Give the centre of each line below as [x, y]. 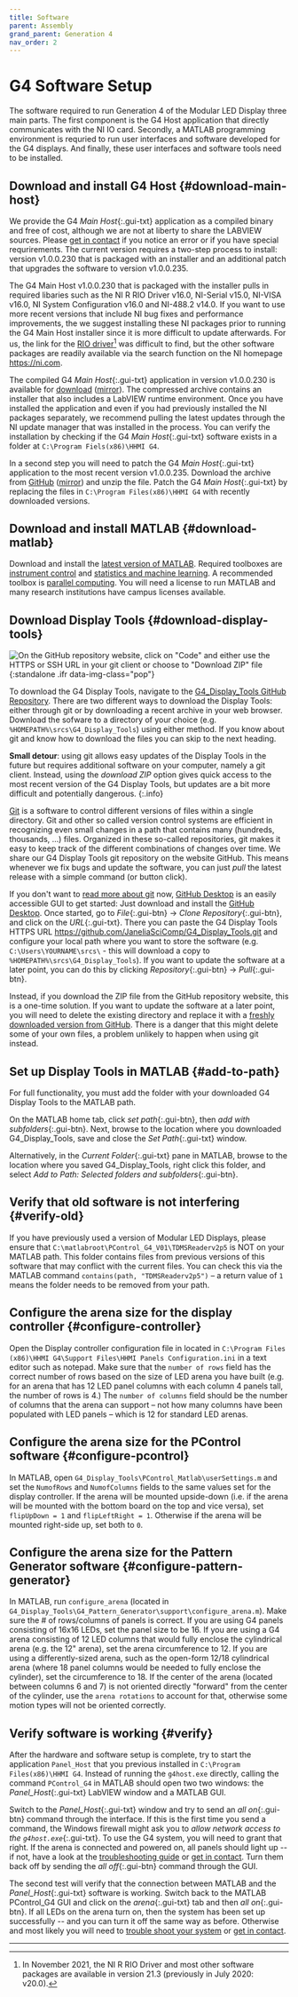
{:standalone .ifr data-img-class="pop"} [82, 674]
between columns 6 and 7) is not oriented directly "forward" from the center [149, 1687]
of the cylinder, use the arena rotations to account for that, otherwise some [149, 1696]
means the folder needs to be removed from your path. [110, 1285]
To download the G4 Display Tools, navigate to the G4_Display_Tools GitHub [148, 692]
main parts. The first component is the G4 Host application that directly [139, 120]
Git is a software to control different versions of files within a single [131, 811]
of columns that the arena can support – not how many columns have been [146, 1404]
